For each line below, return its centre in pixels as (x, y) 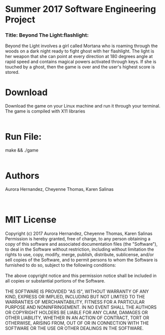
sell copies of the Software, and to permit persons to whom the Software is (82, 260)
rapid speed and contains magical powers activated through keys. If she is (81, 62)
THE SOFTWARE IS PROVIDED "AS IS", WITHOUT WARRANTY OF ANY (77, 291)
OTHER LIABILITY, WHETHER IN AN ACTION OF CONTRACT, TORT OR (77, 318)
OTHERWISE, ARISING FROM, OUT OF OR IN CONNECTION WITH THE (77, 323)
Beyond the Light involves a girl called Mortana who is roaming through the (82, 46)
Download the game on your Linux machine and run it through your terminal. (83, 106)
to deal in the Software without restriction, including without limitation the (80, 249)
